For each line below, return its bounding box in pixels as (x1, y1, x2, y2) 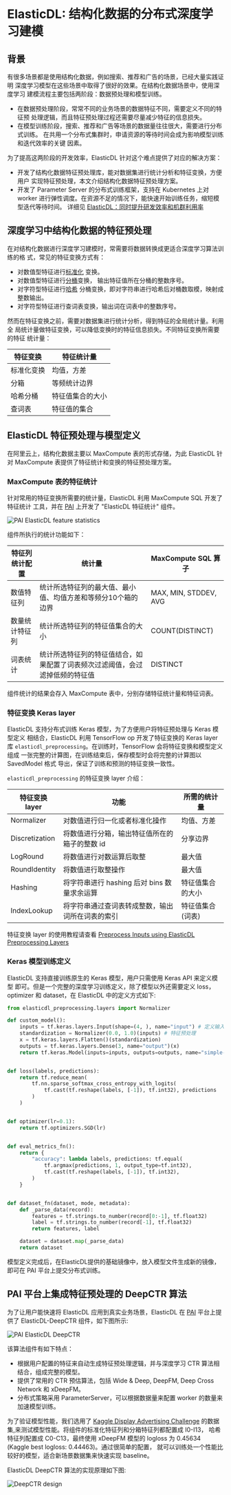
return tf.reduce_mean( (19, 1074, 88, 1081)
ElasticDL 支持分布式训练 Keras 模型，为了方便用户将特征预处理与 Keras (7, 725, 211, 734)
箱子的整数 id (63, 839, 106, 849)
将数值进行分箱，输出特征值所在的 (63, 829, 174, 838)
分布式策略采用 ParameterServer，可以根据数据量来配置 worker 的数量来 (16, 1393, 223, 1402)
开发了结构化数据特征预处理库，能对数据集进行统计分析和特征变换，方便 (16, 168, 222, 176)
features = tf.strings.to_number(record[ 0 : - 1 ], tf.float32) (32, 1213, 208, 1219)
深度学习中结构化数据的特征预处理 (7, 225, 152, 236)
